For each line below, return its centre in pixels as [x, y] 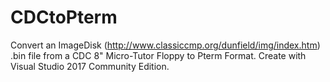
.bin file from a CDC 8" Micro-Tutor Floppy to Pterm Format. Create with [158, 55]
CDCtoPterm [64, 17]
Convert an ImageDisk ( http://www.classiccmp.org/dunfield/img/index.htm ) [165, 45]
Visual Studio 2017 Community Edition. [90, 66]
